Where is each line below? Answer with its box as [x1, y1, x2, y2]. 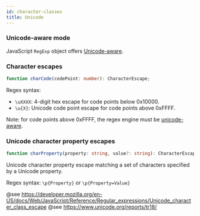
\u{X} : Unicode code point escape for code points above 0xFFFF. [14, 104, 176, 111]
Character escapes [6, 62, 62, 70]
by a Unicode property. [6, 168, 63, 175]
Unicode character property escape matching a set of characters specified [6, 161, 190, 168]
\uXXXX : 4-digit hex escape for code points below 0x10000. [14, 98, 160, 105]
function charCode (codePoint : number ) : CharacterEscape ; [6, 76, 151, 82]
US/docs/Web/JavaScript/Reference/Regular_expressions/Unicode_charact [6, 197, 192, 204]
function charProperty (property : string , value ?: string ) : [6, 151, 156, 156]
